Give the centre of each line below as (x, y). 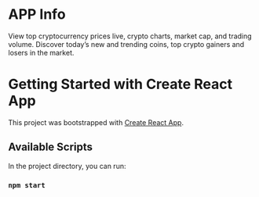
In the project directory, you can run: (67, 166)
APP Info (37, 14)
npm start (27, 185)
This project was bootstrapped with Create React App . (96, 122)
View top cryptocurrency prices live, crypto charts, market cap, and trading (130, 36)
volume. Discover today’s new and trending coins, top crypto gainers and (126, 44)
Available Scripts (50, 147)
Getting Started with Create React (120, 84)
